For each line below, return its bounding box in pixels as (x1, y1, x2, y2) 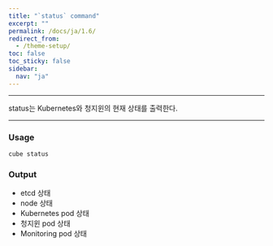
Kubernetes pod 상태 (19, 209, 89, 218)
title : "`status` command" (8, 11, 100, 20)
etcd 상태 (19, 188, 51, 198)
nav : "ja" (15, 72, 49, 80)
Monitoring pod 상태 (19, 229, 88, 239)
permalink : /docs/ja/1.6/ (8, 27, 96, 35)
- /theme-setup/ (15, 42, 71, 50)
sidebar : (8, 65, 38, 73)
